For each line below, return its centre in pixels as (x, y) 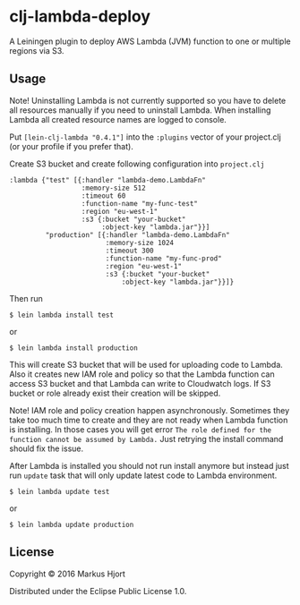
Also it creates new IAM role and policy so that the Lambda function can (142, 374)
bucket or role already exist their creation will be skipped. (115, 393)
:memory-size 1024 (140, 243)
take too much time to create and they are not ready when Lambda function (149, 420)
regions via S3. (37, 50)
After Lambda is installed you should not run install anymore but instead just (149, 465)
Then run (26, 298)
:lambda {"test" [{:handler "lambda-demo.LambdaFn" (107, 180)
